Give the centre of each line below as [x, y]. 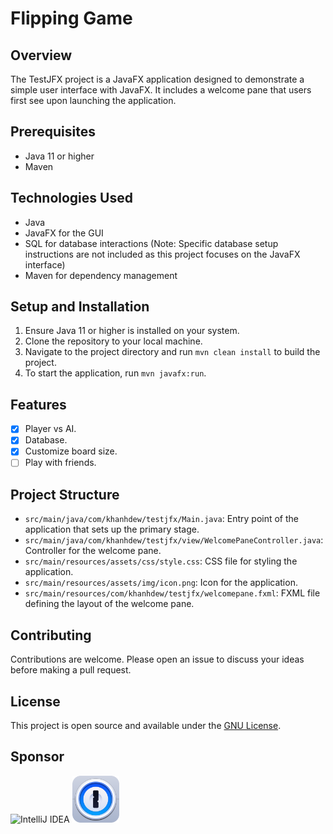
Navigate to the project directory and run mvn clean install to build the [172, 352]
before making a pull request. [71, 670]
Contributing [51, 635]
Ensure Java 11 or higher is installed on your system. [132, 331]
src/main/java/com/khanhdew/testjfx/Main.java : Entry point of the [162, 519]
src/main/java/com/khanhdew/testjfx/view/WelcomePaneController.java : [174, 540]
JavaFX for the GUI [64, 233]
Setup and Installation [80, 307]
